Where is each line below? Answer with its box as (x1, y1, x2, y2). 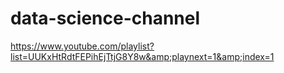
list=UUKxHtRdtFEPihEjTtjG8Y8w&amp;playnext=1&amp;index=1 (10, 50, 275, 62)
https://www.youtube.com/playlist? (10, 40, 155, 52)
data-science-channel (10, 7, 201, 30)
